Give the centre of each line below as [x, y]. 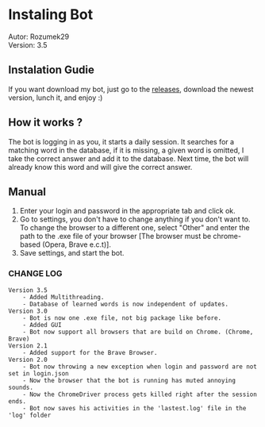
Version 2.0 [28, 360]
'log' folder [30, 415]
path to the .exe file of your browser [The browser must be [115, 237]
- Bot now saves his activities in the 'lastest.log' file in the [134, 408]
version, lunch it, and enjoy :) [56, 98]
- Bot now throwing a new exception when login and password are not [140, 367]
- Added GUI [42, 325]
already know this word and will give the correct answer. [100, 167]
